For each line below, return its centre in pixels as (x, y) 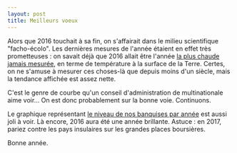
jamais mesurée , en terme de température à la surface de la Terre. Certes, (116, 63)
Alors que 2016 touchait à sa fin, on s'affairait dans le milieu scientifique (113, 41)
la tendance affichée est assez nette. (62, 78)
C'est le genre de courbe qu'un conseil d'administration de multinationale (115, 93)
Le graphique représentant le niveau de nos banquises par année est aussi (117, 114)
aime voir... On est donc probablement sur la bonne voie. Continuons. (110, 100)
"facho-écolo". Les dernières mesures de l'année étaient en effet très (110, 48)
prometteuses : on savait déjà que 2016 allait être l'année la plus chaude (114, 56)
